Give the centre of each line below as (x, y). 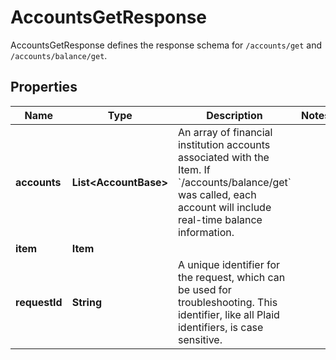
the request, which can (231, 277)
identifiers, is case (220, 327)
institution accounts (224, 144)
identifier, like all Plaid (228, 314)
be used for (204, 289)
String (86, 302)
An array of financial (225, 132)
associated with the (223, 157)
